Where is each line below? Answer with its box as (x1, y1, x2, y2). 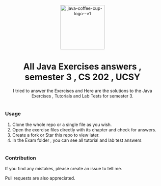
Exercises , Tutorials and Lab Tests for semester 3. (31, 93, 134, 99)
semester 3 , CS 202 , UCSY (24, 71, 141, 83)
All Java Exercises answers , (23, 61, 142, 72)
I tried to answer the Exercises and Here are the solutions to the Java (13, 88, 152, 93)
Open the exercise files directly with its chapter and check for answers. (12, 126, 157, 132)
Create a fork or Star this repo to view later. (12, 132, 100, 138)
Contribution (5, 155, 36, 161)
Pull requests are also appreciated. (5, 175, 75, 181)
